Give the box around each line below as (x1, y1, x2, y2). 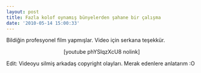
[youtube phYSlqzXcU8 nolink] (63, 48, 140, 56)
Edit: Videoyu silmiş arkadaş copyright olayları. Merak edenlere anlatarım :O (6, 60, 195, 67)
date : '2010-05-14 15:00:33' (6, 20, 80, 26)
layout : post (6, 8, 39, 15)
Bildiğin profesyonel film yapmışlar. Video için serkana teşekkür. (6, 37, 165, 44)
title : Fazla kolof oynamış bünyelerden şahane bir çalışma (6, 14, 162, 21)
